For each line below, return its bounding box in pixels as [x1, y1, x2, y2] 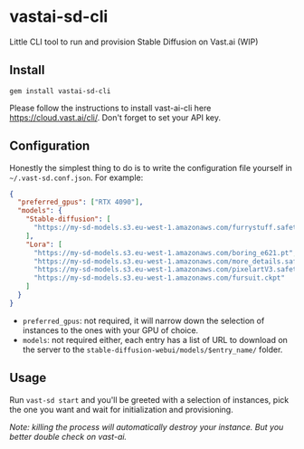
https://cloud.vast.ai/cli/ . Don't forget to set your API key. [9, 111, 222, 123]
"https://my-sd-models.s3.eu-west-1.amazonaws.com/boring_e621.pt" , [33, 248, 298, 257]
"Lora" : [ [25, 240, 63, 249]
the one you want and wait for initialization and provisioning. [9, 404, 233, 415]
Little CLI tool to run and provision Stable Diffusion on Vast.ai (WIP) [9, 36, 259, 47]
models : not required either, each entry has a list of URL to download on [22, 334, 288, 345]
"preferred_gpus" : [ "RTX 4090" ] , [17, 197, 144, 207]
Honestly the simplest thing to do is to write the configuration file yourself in [9, 162, 292, 173]
